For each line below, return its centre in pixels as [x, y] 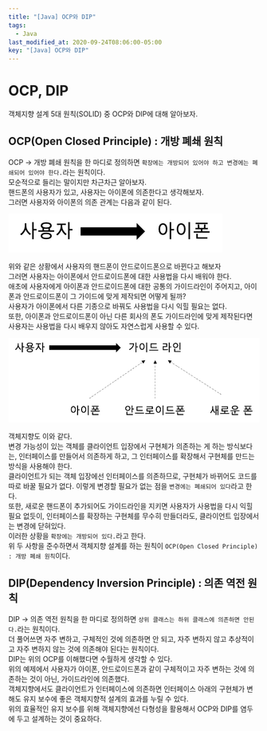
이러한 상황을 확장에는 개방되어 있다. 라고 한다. [77, 536]
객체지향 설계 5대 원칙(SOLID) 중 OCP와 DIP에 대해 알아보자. [103, 114]
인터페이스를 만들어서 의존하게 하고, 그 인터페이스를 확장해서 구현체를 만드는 [137, 456]
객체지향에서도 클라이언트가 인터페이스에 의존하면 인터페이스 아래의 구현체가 [127, 689]
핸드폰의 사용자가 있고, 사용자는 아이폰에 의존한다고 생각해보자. [106, 192]
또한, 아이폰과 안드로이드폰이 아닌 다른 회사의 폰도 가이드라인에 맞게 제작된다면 [131, 316]
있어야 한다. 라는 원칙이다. [67, 172]
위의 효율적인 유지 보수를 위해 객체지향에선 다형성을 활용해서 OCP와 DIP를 [124, 709]
